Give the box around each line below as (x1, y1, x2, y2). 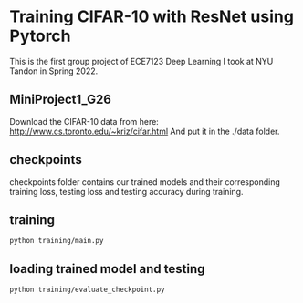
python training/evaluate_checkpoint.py (9, 285, 166, 295)
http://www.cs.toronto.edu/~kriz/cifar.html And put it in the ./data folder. (9, 126, 280, 136)
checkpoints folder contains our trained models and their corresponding (9, 176, 281, 187)
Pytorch (9, 25, 71, 46)
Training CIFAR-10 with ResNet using (9, 6, 295, 27)
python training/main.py (9, 237, 104, 246)
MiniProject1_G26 (9, 92, 112, 107)
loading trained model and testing (9, 261, 205, 277)
